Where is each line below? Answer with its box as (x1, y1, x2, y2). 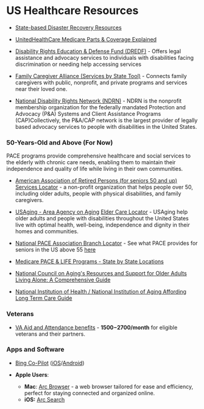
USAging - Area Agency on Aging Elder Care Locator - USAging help (15, 208, 188, 215)
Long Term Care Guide (15, 294, 72, 302)
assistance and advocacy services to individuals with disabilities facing (15, 54, 194, 61)
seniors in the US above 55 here (15, 246, 96, 253)
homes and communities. (15, 228, 79, 235)
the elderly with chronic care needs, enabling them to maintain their (6, 159, 176, 166)
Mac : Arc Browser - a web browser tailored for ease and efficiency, (24, 383, 194, 390)
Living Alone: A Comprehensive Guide (15, 276, 111, 284)
